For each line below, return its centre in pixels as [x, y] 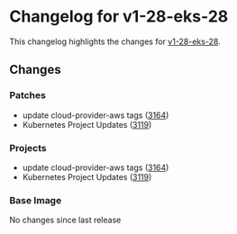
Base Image [36, 200]
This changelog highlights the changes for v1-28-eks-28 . [115, 41]
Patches [28, 95]
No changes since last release [65, 220]
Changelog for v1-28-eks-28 [119, 17]
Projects [28, 148]
